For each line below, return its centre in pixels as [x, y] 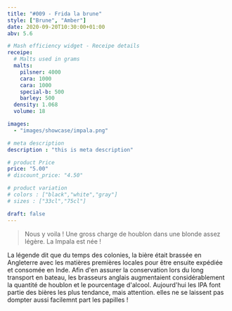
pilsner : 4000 [40, 72]
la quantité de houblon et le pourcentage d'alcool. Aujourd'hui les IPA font [114, 284]
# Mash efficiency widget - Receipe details [73, 46]
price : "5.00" [28, 169]
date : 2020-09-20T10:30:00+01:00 [56, 27]
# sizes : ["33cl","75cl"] [47, 201]
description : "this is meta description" [70, 150]
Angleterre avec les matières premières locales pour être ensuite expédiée [115, 262]
